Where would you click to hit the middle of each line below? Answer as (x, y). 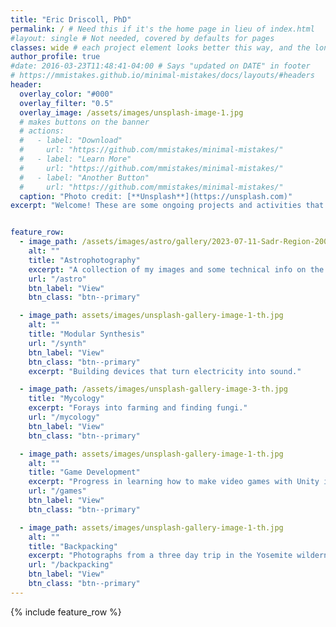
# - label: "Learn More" (75, 159)
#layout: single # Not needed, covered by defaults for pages (142, 38)
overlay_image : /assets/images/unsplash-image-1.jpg (131, 112)
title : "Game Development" (84, 472)
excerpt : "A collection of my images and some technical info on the (176, 269)
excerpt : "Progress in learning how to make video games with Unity (174, 482)
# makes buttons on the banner (84, 122)
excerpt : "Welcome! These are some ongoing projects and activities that (167, 206)
